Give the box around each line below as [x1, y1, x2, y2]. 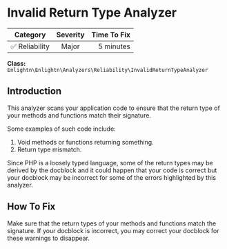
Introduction [7, 85, 62, 98]
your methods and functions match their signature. [7, 111, 152, 119]
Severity [56, 30, 85, 39]
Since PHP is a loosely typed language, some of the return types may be [7, 158, 214, 167]
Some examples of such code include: [7, 124, 116, 133]
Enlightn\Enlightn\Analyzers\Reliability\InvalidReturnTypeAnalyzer [7, 66, 208, 73]
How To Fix [7, 201, 56, 212]
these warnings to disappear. [7, 234, 90, 242]
